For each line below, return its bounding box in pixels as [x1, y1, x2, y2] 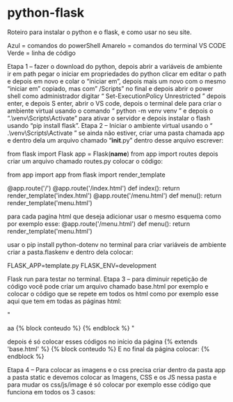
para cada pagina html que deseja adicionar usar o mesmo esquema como [7, 212, 221, 220]
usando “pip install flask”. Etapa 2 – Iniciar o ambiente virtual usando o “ [7, 121, 214, 129]
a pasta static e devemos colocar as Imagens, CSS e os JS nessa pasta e [7, 373, 217, 381]
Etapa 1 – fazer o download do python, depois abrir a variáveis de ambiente [7, 62, 223, 70]
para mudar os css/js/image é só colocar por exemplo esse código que [7, 380, 211, 389]
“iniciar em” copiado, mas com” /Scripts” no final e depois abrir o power [7, 84, 214, 93]
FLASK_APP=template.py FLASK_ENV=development [7, 261, 156, 269]
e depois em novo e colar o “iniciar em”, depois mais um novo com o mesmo [7, 77, 226, 85]
